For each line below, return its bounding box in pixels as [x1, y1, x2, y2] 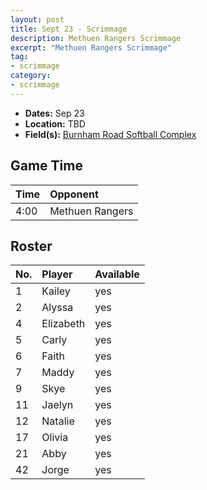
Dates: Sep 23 [24, 107, 85, 119]
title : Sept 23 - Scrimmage [10, 24, 128, 34]
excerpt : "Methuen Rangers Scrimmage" [10, 42, 172, 53]
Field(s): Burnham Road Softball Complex [24, 128, 197, 140]
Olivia [41, 431, 69, 445]
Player [41, 267, 73, 281]
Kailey [41, 284, 71, 298]
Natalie [41, 414, 75, 428]
